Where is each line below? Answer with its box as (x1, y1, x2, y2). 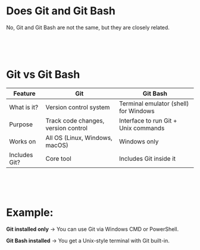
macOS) (45, 141, 68, 149)
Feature (13, 89, 36, 98)
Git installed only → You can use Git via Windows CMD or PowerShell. (6, 225, 179, 233)
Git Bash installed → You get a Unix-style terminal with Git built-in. (6, 237, 170, 244)
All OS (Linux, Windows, (45, 133, 113, 142)
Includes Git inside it (118, 154, 176, 162)
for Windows (118, 107, 155, 115)
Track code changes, (45, 116, 105, 124)
